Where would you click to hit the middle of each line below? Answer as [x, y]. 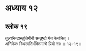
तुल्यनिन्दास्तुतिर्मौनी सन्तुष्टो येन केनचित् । [37, 38]
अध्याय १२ [22, 8]
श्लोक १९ [16, 26]
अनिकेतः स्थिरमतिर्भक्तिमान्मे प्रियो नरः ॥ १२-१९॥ [43, 44]
